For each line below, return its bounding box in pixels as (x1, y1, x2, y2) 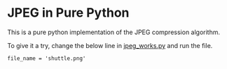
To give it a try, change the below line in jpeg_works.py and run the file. (7, 41, 213, 49)
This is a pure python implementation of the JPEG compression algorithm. (7, 28, 221, 36)
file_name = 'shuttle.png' (7, 54, 86, 62)
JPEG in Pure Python (7, 5, 130, 21)
